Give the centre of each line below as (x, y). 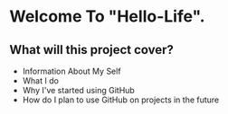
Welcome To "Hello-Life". (107, 17)
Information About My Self (71, 71)
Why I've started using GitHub (79, 90)
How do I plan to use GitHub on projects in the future (121, 100)
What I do (40, 81)
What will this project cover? (92, 50)
